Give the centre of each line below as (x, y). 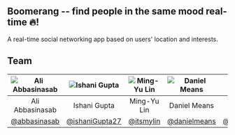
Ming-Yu (144, 101)
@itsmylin (144, 121)
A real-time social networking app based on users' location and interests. (113, 39)
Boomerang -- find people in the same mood (106, 11)
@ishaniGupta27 (94, 121)
